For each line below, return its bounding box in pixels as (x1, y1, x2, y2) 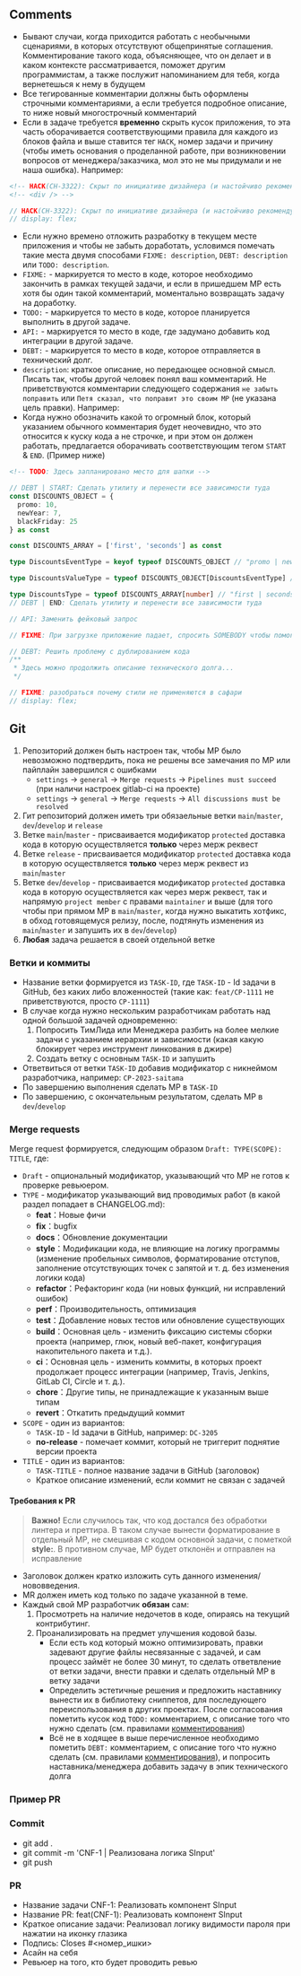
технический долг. (21, 354, 93, 366)
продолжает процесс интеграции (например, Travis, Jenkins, (35, 1367, 271, 1378)
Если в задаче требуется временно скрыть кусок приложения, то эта (21, 117, 291, 127)
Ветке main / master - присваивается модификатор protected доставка (21, 829, 286, 840)
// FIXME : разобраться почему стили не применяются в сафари (9, 688, 243, 698)
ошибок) (35, 1293, 69, 1304)
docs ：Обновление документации (35, 1232, 168, 1243)
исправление (30, 1554, 82, 1564)
